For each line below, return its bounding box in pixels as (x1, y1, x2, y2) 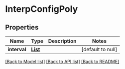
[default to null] (81, 46, 118, 53)
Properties (5, 23, 39, 32)
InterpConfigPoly (5, 3, 78, 15)
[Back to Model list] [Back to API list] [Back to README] (5, 59, 120, 65)
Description (48, 38, 77, 44)
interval (7, 46, 26, 53)
